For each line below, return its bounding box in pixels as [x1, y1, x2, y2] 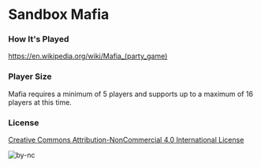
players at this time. [8, 97, 73, 107]
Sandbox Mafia [8, 6, 110, 24]
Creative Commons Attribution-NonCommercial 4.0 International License [8, 135, 244, 145]
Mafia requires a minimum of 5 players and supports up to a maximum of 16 [8, 89, 254, 98]
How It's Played [8, 34, 69, 45]
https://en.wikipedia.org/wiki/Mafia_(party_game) [8, 51, 168, 61]
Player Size [8, 71, 53, 82]
